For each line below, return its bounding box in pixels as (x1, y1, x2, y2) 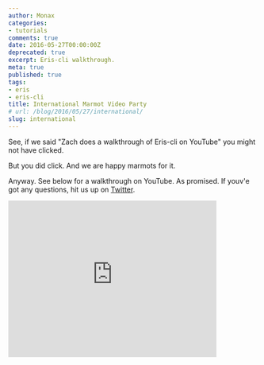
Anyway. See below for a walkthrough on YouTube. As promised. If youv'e (8, 176, 250, 185)
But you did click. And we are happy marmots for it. (8, 161, 176, 170)
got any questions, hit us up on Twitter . (8, 184, 136, 194)
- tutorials (8, 26, 48, 34)
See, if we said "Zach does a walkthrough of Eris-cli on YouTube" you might (8, 137, 256, 146)
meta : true (8, 64, 44, 72)
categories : (8, 19, 48, 27)
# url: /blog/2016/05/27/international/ (8, 108, 144, 116)
